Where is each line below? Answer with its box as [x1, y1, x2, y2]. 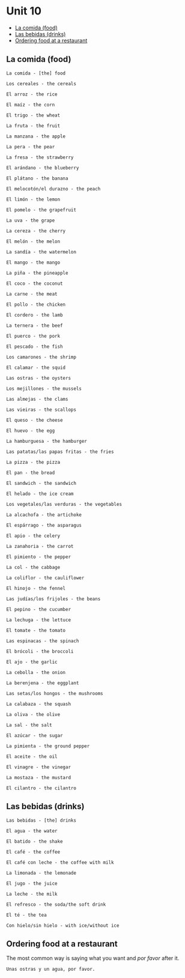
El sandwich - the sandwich [6, 480, 77, 486]
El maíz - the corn [6, 102, 55, 108]
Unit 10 [6, 4, 42, 18]
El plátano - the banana [6, 175, 68, 181]
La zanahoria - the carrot [6, 543, 74, 549]
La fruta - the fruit [6, 123, 61, 129]
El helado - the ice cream [6, 491, 74, 497]
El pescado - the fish [6, 344, 63, 350]
